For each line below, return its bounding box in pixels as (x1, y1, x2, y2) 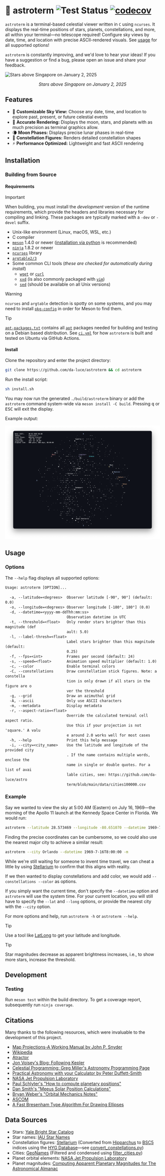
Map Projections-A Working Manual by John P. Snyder (12, 1044, 123, 1050)
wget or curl (19, 271, 44, 277)
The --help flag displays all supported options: (5, 575, 100, 581)
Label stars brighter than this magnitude (66, 639, 155, 644)
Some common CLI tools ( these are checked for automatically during (12, 261, 153, 266)
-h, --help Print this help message (9, 738, 118, 743)
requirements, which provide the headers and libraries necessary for (5, 209, 144, 215)
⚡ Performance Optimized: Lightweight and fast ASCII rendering (12, 140, 144, 146)
